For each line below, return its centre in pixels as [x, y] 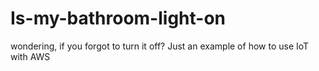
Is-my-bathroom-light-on [118, 18]
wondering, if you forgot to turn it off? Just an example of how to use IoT [160, 46]
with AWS [30, 56]
